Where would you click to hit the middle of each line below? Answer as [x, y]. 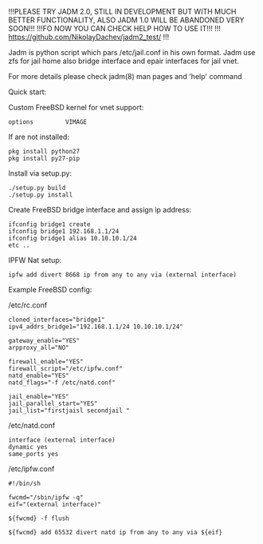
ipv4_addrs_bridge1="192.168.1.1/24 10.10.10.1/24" [96, 327]
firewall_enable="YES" [46, 362]
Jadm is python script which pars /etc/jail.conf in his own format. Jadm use [132, 52]
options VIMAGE [48, 122]
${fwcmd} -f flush [39, 518]
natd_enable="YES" [39, 375]
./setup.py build [37, 188]
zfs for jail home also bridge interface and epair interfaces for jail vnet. [124, 61]
